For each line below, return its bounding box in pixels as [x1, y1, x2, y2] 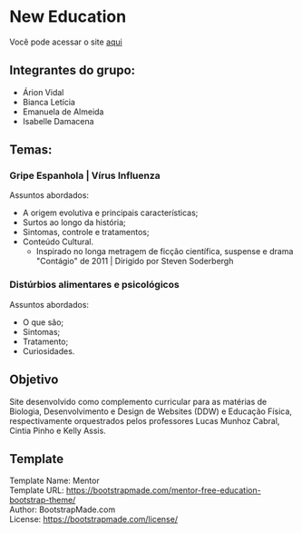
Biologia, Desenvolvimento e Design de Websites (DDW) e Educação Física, [9, 406, 293, 417]
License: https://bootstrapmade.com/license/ [9, 514, 179, 525]
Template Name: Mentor [9, 475, 100, 487]
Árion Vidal [22, 86, 64, 97]
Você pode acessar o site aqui [9, 36, 122, 47]
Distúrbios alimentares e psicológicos [9, 279, 180, 291]
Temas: [9, 143, 53, 158]
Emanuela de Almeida [22, 106, 104, 117]
